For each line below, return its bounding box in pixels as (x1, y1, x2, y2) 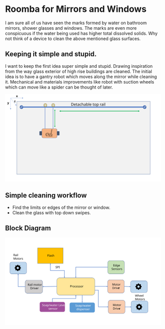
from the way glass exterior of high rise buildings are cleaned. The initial (5, 68, 152, 74)
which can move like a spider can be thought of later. (5, 84, 113, 90)
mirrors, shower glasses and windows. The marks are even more (5, 25, 137, 31)
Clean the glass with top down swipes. (12, 209, 91, 216)
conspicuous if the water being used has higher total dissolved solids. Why (5, 30, 158, 36)
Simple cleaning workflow (5, 191, 87, 200)
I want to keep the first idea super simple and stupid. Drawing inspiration (5, 63, 153, 69)
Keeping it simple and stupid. (5, 50, 97, 58)
